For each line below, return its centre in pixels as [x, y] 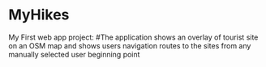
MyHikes [39, 15]
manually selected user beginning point [74, 54]
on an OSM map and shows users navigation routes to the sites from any [130, 45]
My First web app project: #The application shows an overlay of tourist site [133, 37]
